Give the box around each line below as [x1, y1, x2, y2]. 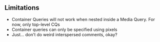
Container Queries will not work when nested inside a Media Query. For [11, 16, 155, 22]
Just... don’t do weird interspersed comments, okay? [11, 31, 118, 37]
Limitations [4, 4, 40, 12]
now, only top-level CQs [11, 21, 60, 27]
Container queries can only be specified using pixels [11, 26, 118, 32]
